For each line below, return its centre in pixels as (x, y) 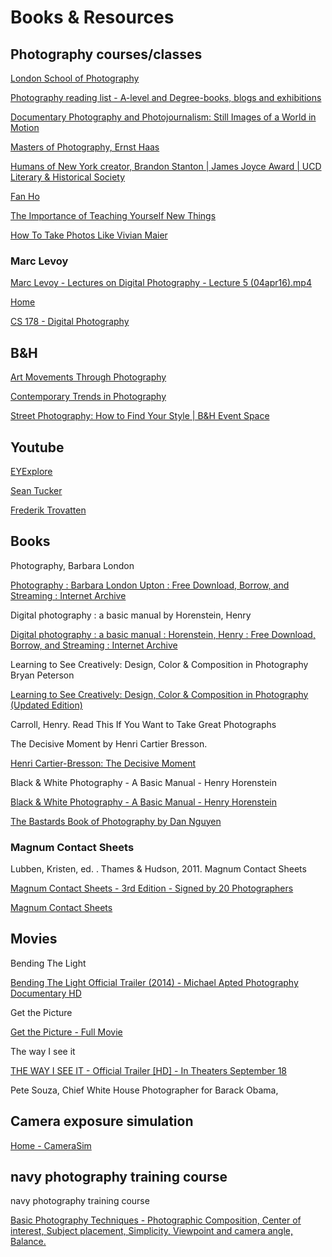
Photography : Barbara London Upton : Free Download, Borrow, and (150, 585)
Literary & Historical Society (68, 177)
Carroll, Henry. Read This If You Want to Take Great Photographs (143, 724)
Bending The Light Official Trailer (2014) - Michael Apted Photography (154, 982)
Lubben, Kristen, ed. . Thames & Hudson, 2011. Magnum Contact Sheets (158, 869)
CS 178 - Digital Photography (70, 322)
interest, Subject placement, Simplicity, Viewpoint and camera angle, (151, 1231)
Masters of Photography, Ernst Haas (85, 147)
